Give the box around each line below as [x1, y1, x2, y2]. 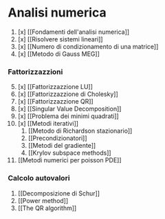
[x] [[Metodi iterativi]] [17, 120, 78, 128]
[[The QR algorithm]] [17, 204, 77, 212]
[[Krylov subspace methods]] [27, 149, 112, 157]
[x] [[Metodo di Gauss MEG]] [17, 50, 100, 58]
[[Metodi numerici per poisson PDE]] [17, 156, 122, 164]
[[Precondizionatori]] [27, 134, 88, 142]
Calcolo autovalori [8, 173, 71, 183]
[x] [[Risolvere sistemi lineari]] [17, 35, 103, 43]
